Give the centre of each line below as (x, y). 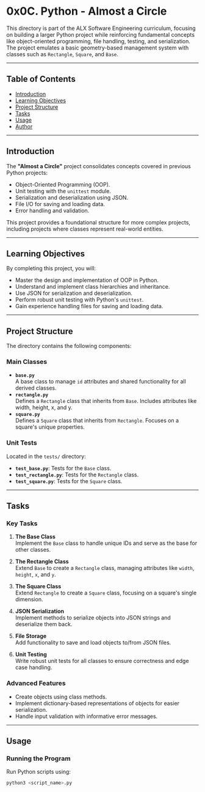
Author (24, 126)
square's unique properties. (50, 427)
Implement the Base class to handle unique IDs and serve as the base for (106, 543)
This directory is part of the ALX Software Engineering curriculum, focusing (101, 28)
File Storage (31, 636)
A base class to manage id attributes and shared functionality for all (100, 382)
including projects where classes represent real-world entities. (85, 229)
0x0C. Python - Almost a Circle (87, 11)
